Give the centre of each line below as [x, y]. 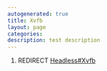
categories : [25, 34]
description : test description [54, 40]
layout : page [27, 27]
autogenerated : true [38, 14]
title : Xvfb [25, 21]
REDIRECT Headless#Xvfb [57, 60]
